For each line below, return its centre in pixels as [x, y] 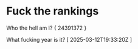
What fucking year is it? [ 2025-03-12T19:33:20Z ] [69, 39]
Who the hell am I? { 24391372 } [47, 28]
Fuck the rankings [53, 11]
